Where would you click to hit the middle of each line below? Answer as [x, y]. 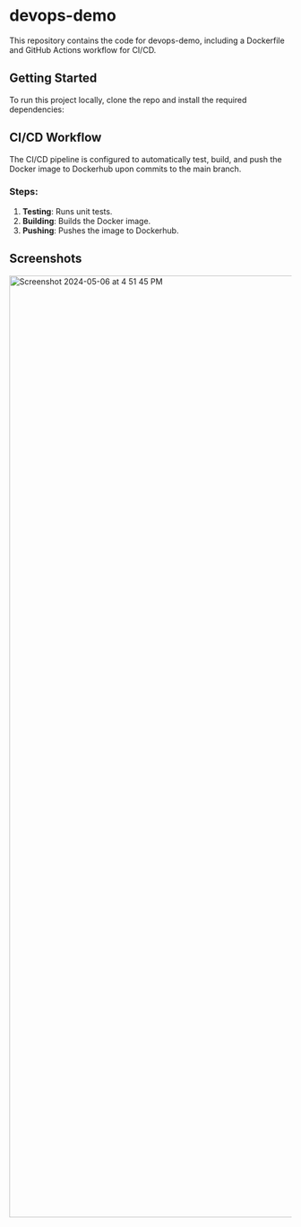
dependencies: [37, 109]
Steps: [24, 192]
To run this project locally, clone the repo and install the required [128, 100]
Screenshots [46, 259]
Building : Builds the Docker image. [86, 221]
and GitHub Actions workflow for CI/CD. [83, 49]
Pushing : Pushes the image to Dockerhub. [100, 231]
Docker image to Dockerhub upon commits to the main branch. [125, 169]
